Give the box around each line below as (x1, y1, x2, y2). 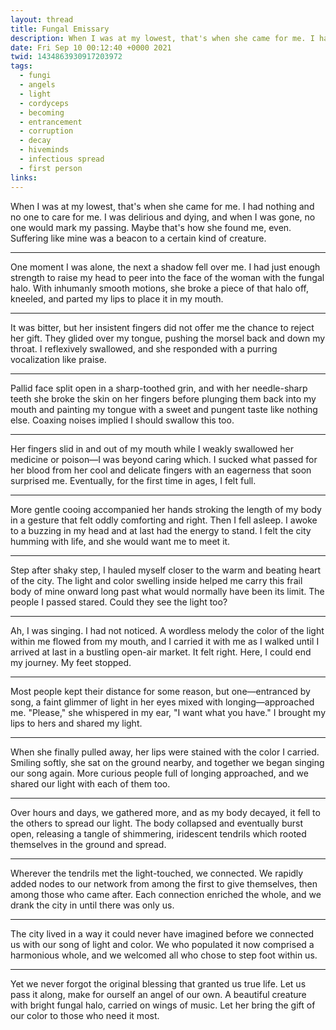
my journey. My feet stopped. (10, 656, 132, 668)
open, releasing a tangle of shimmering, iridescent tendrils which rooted (10, 827, 307, 840)
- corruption (19, 126, 74, 136)
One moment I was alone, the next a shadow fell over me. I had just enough (10, 261, 321, 273)
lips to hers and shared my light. (10, 717, 143, 729)
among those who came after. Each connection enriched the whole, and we (10, 888, 322, 900)
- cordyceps (19, 98, 70, 108)
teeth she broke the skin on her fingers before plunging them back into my (10, 392, 317, 405)
